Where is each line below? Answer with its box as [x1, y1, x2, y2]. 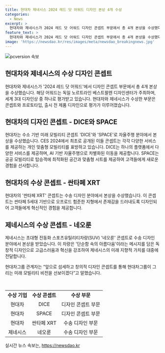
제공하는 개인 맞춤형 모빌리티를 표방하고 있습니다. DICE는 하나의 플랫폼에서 [10, 144, 154, 150]
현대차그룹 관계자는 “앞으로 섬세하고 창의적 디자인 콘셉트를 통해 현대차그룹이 [5, 264, 151, 270]
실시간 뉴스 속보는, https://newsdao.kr [5, 343, 80, 348]
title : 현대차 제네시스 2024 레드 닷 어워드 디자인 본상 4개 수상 [5, 7, 122, 12]
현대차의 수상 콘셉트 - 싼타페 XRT [5, 178, 101, 187]
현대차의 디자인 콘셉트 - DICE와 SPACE [5, 118, 118, 126]
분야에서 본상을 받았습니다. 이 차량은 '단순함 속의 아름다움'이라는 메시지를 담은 [5, 241, 155, 247]
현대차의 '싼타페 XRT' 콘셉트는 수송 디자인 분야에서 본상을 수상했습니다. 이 [5, 193, 147, 198]
